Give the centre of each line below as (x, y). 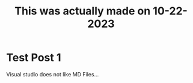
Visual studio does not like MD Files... (53, 74)
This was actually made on (83, 11)
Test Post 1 (34, 58)
